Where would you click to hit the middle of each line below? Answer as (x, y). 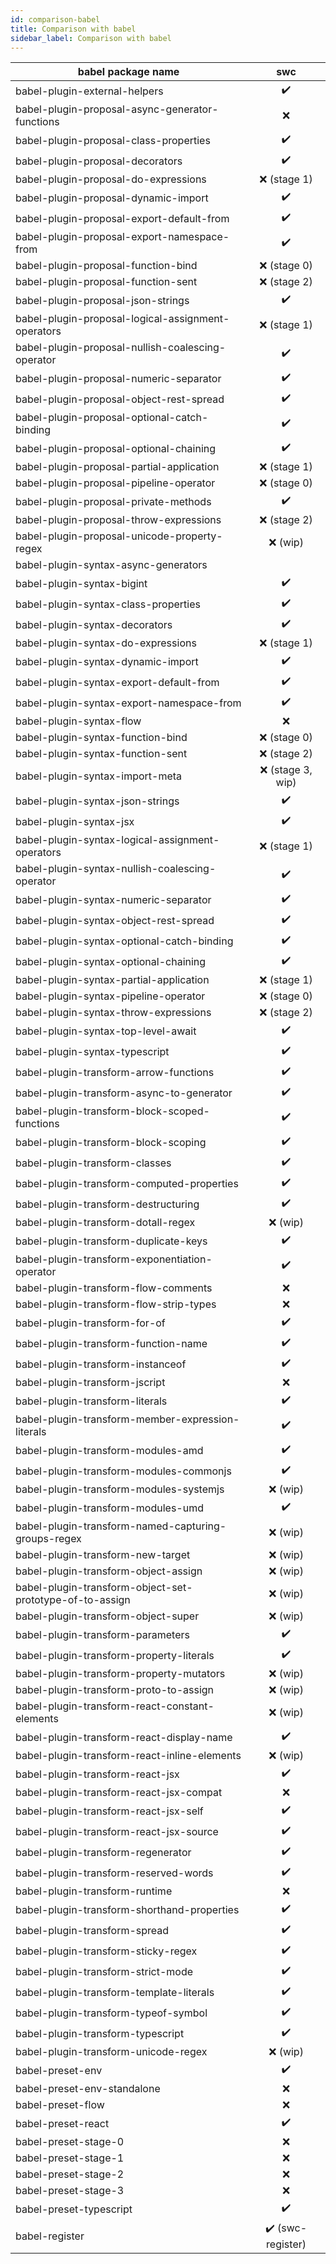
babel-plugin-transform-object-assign (109, 1571)
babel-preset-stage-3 (70, 2191)
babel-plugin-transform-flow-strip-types (116, 1304)
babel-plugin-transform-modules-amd (109, 1450)
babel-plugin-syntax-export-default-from (117, 682)
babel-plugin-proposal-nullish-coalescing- (121, 348)
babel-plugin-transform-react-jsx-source (117, 1831)
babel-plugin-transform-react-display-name (124, 1737)
